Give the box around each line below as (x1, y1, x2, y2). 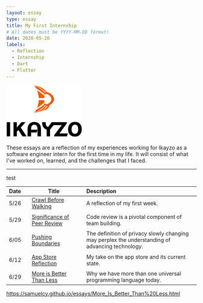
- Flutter (11, 67, 36, 73)
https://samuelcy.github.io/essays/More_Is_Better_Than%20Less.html (6, 290, 180, 297)
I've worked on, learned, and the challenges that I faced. (6, 157, 147, 164)
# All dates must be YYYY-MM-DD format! (6, 29, 110, 35)
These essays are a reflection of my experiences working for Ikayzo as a (6, 144, 187, 151)
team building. (86, 220, 122, 227)
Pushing (31, 233, 53, 240)
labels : (6, 42, 26, 48)
